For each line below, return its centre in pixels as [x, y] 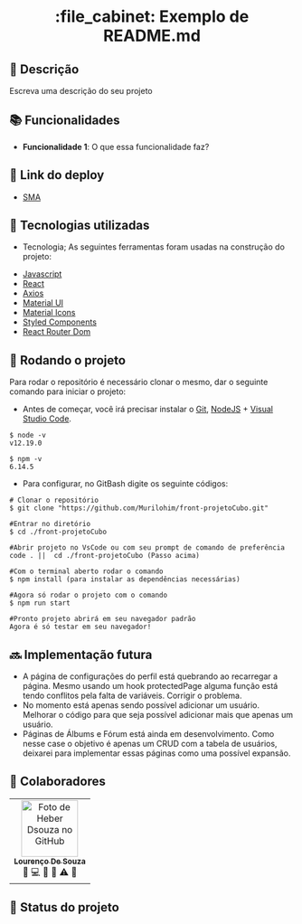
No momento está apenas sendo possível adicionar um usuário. [141, 705]
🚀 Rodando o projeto [68, 360]
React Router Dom [57, 332]
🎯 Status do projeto [64, 907]
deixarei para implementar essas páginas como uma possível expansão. [156, 753]
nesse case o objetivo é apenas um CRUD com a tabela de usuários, [150, 744]
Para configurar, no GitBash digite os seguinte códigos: [125, 484]
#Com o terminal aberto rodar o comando [87, 571]
